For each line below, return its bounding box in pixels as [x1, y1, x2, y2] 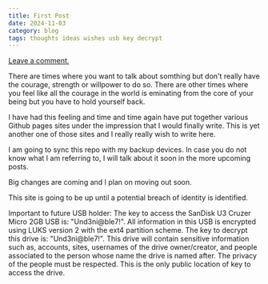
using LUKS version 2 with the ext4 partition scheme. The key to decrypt [8, 226, 248, 235]
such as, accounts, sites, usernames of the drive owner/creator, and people [8, 242, 258, 252]
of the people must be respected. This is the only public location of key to [8, 259, 251, 269]
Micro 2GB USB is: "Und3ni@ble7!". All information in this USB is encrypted [8, 217, 257, 226]
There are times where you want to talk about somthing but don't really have [8, 71, 260, 81]
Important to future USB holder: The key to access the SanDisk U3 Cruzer [8, 209, 251, 218]
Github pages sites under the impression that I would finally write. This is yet [8, 121, 260, 130]
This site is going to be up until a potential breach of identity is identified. [8, 193, 249, 202]
